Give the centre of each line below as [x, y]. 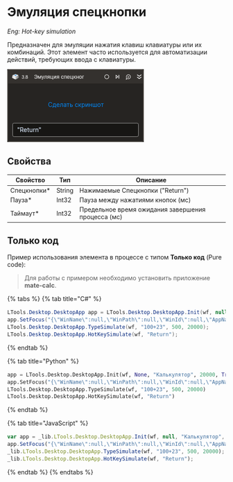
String [65, 190]
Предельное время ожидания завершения [143, 209]
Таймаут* [25, 213]
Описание [151, 180]
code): [17, 265]
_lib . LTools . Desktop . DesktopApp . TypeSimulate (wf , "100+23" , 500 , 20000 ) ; [116, 451]
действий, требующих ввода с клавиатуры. [72, 59]
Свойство [31, 180]
